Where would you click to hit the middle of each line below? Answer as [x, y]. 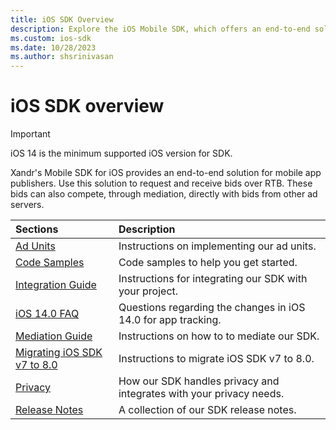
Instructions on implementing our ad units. [217, 246]
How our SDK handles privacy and [199, 381]
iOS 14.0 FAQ [47, 314]
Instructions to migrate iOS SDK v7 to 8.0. [216, 359]
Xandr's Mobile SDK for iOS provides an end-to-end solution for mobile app [166, 173]
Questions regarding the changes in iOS [212, 308]
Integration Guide [56, 285]
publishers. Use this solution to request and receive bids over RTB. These [161, 183]
